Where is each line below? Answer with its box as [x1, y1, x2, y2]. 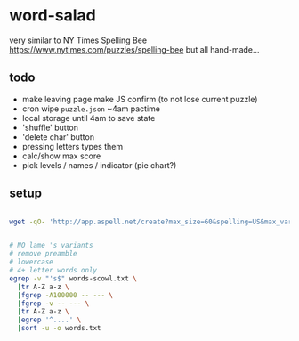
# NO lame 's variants [9, 241, 93, 250]
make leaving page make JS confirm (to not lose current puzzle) [21, 93, 258, 104]
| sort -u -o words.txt [17, 324, 101, 333]
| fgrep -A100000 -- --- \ [17, 290, 114, 299]
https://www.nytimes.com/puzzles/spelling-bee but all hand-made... [9, 44, 260, 54]
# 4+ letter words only [9, 266, 98, 275]
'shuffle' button [21, 122, 78, 133]
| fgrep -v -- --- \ [17, 299, 90, 308]
